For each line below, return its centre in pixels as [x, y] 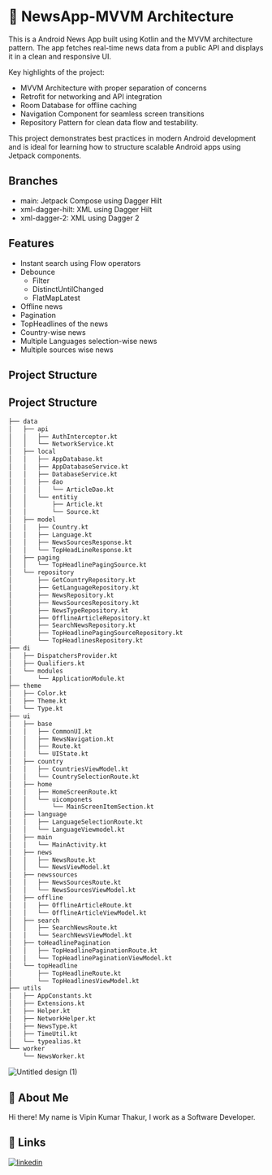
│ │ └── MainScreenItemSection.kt [81, 807]
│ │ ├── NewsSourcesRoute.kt [65, 883]
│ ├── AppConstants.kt [50, 996]
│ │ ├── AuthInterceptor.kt [63, 437]
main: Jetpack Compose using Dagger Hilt [91, 200]
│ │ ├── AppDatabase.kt [56, 459]
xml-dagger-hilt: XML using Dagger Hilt [86, 209]
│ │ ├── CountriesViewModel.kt [69, 769]
